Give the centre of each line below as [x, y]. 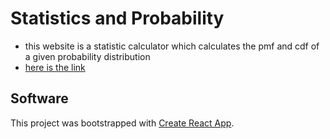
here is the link [55, 67]
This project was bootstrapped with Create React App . [122, 123]
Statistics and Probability [117, 18]
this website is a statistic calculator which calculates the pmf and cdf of [172, 46]
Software [39, 98]
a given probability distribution [87, 56]
